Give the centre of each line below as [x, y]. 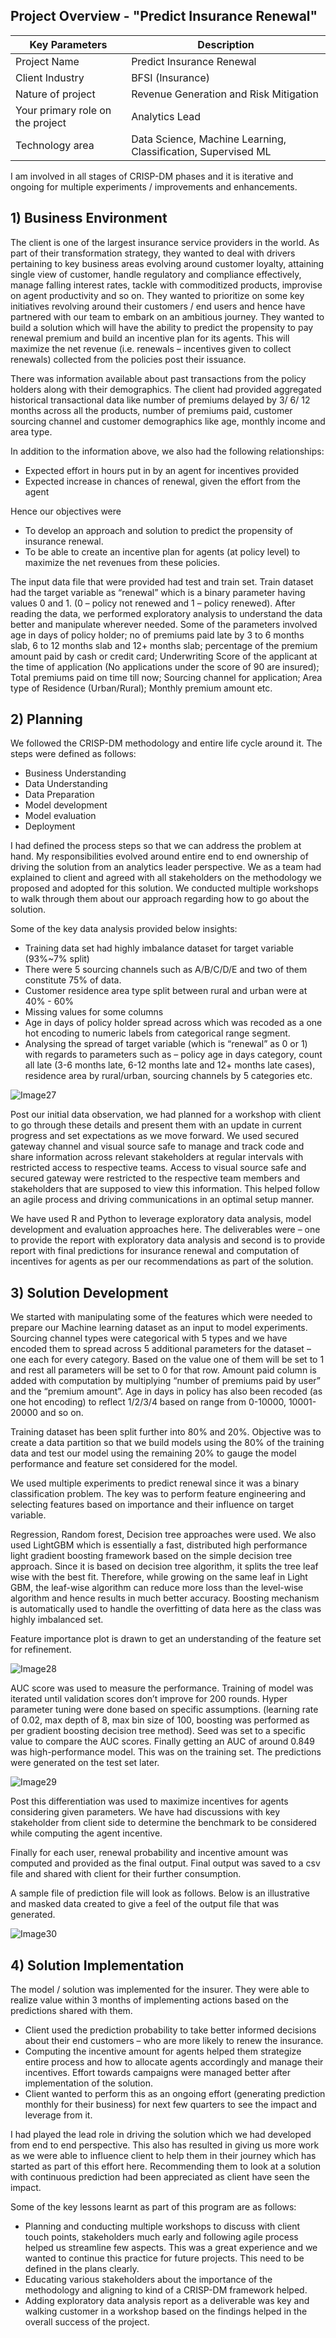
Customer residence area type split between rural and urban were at [166, 991]
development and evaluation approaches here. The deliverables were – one [165, 1230]
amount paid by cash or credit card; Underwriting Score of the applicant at [164, 656]
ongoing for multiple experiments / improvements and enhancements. [154, 186]
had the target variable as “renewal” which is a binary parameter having [158, 592]
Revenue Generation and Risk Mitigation [225, 94]
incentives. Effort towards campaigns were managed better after [158, 2073]
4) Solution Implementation [97, 1965]
